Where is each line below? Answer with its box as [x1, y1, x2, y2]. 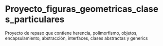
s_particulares [5, 14, 65, 25]
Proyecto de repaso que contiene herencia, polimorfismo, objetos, [5, 30, 138, 36]
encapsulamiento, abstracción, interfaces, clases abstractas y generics [5, 35, 148, 41]
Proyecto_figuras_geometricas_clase [5, 3, 159, 15]
